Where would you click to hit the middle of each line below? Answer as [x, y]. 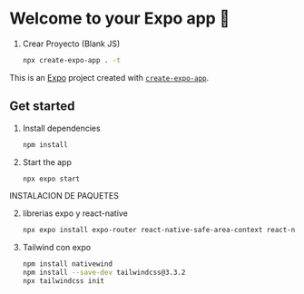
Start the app [47, 162]
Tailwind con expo [57, 248]
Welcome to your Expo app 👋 [120, 19]
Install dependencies [62, 128]
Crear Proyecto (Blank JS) [71, 44]
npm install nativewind [68, 264]
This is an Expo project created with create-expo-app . [109, 77]
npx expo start [51, 179]
